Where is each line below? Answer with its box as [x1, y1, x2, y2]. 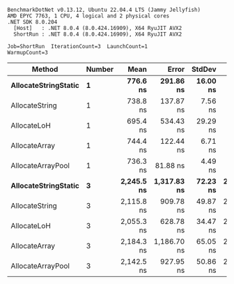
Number [86, 64, 114, 74]
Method [31, 64, 58, 74]
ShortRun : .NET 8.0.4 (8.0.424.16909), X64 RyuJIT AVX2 [13, 31, 182, 38]
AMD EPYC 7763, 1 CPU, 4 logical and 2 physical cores [7, 13, 170, 20]
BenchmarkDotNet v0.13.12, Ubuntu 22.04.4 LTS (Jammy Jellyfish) [7, 6, 201, 13]
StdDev [191, 64, 217, 74]
